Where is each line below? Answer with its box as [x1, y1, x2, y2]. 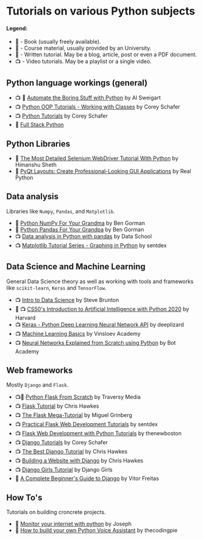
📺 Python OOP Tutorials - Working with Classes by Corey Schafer [15, 103, 181, 110]
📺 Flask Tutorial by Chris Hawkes [15, 402, 99, 410]
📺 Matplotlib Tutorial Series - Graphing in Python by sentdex [15, 241, 167, 249]
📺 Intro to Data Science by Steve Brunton [15, 296, 119, 304]
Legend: [6, 24, 28, 32]
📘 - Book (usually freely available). [15, 38, 101, 45]
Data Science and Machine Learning [6, 262, 146, 272]
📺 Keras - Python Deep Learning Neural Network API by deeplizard [15, 321, 184, 328]
